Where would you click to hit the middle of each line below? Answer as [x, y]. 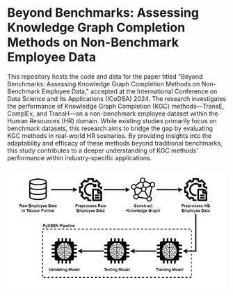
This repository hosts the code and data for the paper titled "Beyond [105, 76]
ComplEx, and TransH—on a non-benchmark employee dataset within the [113, 114]
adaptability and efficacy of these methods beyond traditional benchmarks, [115, 143]
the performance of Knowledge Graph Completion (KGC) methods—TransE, [116, 106]
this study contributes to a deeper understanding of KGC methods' [103, 150]
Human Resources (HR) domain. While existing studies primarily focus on [112, 120]
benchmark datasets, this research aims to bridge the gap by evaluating [110, 128]
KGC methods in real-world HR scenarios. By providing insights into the [110, 135]
